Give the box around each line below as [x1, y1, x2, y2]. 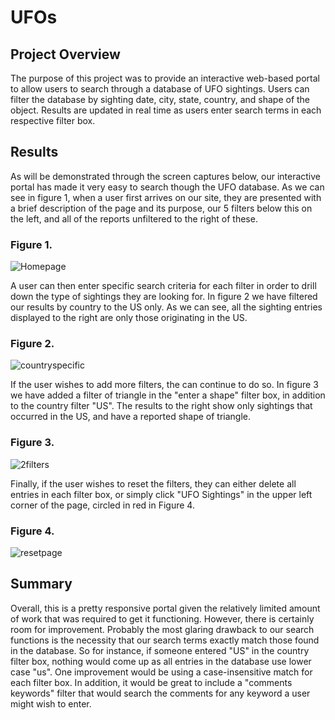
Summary [10, 576, 73, 593]
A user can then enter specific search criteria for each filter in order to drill [10, 280, 317, 292]
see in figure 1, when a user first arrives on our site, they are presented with [10, 191, 322, 203]
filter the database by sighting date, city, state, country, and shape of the [10, 94, 311, 105]
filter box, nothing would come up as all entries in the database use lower [10, 655, 312, 667]
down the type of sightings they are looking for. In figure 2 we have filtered [10, 291, 318, 303]
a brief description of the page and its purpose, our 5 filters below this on [10, 202, 313, 214]
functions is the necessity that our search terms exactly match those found [10, 634, 320, 646]
